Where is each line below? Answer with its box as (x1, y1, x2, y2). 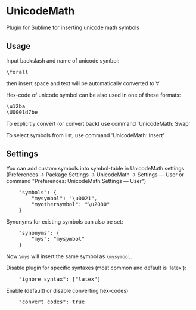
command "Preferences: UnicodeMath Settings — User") (6, 177, 147, 184)
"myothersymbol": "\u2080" (31, 201, 110, 207)
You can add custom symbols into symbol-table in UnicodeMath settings (6, 165, 185, 172)
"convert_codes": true (18, 298, 85, 305)
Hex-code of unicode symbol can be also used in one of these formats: (6, 91, 181, 98)
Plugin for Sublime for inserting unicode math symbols (6, 24, 140, 31)
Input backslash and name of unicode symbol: (6, 57, 120, 64)
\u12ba (6, 103, 26, 110)
